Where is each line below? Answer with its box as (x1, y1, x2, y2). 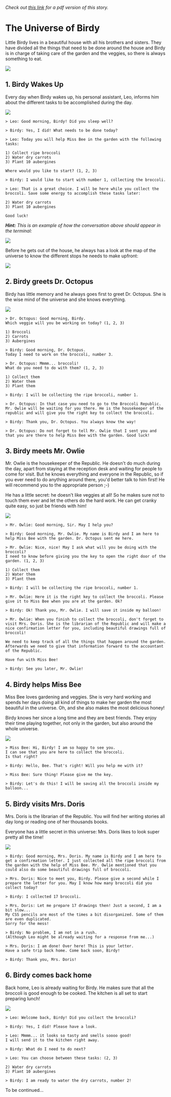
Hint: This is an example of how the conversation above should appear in (5, 222, 161, 228)
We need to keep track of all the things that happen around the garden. (5, 639, 166, 645)
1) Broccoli (5, 329, 31, 334)
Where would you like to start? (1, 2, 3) (5, 168, 97, 174)
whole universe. (5, 726, 39, 732)
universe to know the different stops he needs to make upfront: (5, 253, 138, 259)
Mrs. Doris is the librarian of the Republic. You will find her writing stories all (5, 814, 165, 819)
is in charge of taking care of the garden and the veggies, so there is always (5, 50, 165, 56)
